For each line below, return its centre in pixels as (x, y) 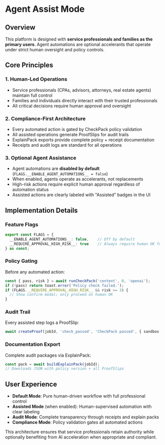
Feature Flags (22, 224)
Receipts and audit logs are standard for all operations (67, 145)
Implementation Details (41, 210)
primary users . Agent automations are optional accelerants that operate (78, 44)
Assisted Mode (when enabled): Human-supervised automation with (82, 406)
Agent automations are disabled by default (56, 168)
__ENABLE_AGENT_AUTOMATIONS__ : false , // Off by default (72, 239)
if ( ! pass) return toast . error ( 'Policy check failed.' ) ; (65, 285)
